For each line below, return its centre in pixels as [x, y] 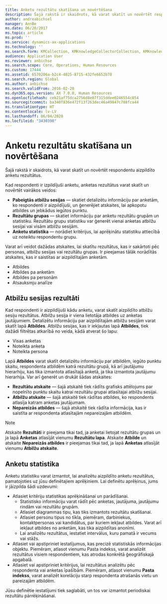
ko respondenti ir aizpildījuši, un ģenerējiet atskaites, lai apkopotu [79, 205]
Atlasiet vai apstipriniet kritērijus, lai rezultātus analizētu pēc [74, 565]
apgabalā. [23, 560]
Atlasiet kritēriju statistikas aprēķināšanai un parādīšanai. [71, 496]
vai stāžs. [30, 539]
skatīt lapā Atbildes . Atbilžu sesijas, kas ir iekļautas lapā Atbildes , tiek [77, 326]
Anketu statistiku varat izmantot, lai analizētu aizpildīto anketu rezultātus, [80, 476]
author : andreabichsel [29, 19]
